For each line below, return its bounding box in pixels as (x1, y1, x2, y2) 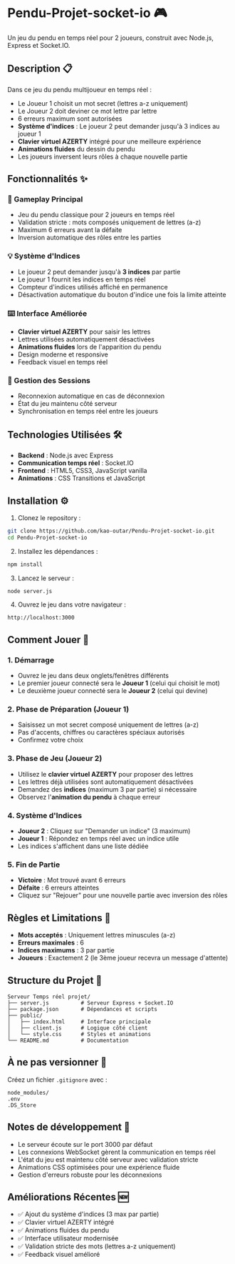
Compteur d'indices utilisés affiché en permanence (17, 282, 169, 291)
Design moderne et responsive (17, 350, 108, 359)
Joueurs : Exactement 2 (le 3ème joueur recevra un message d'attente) (17, 954, 229, 962)
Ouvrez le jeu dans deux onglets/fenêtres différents (17, 672, 169, 680)
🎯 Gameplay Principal (7, 194, 83, 204)
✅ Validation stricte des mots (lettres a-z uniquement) (17, 1242, 176, 1250)
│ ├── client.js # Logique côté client (7, 1024, 148, 1032)
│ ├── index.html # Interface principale (7, 1018, 152, 1025)
